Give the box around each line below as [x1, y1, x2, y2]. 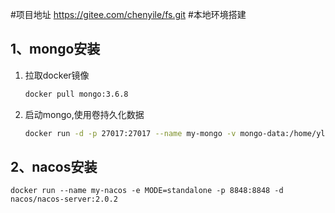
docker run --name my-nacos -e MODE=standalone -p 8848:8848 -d [10, 186, 284, 196]
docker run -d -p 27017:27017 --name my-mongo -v [24, 128, 237, 138]
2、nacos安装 [10, 158, 98, 175]
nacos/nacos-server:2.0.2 [10, 194, 118, 205]
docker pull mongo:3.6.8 [24, 89, 129, 99]
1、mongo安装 [10, 41, 101, 58]
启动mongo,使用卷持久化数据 [24, 108, 145, 120]
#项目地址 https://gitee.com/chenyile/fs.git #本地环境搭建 [10, 9, 247, 20]
